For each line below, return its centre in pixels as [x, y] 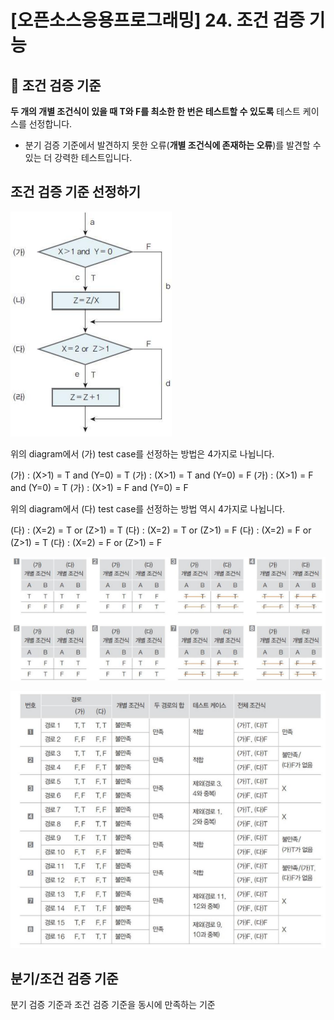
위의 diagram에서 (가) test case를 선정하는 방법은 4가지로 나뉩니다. [142, 453]
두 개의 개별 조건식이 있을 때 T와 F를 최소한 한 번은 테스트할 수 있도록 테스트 [155, 111]
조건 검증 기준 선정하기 [76, 192]
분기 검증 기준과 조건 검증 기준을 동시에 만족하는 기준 [113, 1005]
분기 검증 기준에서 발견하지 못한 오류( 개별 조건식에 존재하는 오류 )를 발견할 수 [173, 145]
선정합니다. [50, 124]
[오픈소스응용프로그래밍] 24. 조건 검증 [158, 20]
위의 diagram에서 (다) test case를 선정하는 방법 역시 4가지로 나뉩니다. [148, 508]
